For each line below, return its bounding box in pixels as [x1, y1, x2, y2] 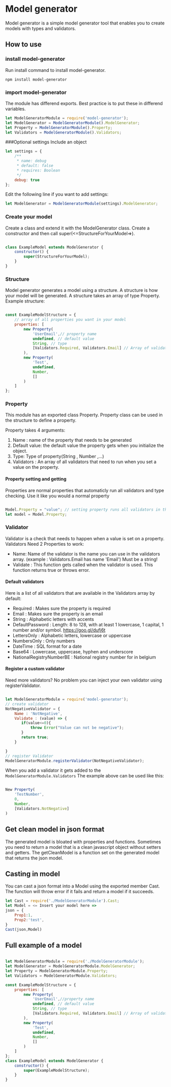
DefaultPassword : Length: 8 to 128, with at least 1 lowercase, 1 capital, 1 [12, 621, 164, 627]
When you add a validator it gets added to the [5, 767, 101, 773]
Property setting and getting [5, 476, 67, 482]
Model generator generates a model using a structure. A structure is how [5, 287, 158, 293]
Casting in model [5, 869, 60, 878]
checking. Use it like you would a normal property [5, 493, 109, 499]
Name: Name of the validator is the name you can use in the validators [12, 550, 160, 557]
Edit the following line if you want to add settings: [5, 191, 108, 197]
